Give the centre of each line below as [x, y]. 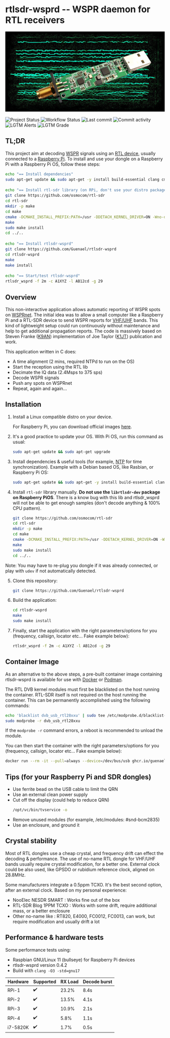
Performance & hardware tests [54, 938]
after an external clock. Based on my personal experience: [66, 890]
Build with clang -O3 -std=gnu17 [46, 970]
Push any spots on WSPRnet [42, 383]
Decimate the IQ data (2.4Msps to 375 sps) [57, 372]
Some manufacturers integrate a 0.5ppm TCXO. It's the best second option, [84, 884]
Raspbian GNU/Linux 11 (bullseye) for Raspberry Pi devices [74, 960]
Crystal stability [31, 841]
